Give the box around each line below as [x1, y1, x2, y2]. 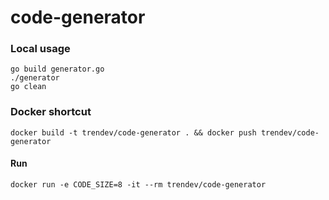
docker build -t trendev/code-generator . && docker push [10, 127, 257, 138]
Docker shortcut [10, 105, 92, 119]
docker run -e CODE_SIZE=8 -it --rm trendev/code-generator [10, 179, 267, 190]
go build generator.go [10, 64, 105, 75]
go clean [10, 82, 47, 92]
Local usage [10, 42, 71, 56]
